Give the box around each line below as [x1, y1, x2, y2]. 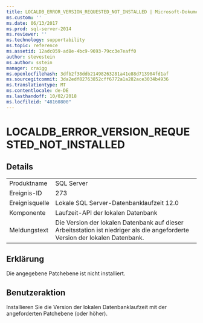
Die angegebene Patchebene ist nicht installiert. [6, 270, 126, 277]
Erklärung [6, 254, 44, 264]
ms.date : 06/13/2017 [6, 20, 59, 26]
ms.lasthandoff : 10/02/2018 [6, 93, 77, 99]
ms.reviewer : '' [6, 31, 47, 38]
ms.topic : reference [6, 43, 59, 49]
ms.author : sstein [6, 59, 53, 65]
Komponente [9, 208, 46, 217]
